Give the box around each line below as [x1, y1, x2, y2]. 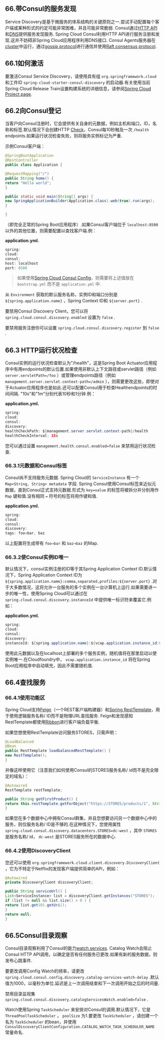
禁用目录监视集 [5, 991, 35, 997]
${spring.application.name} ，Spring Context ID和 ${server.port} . [5, 298, 142, 304]
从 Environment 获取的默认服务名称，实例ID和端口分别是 [5, 291, 118, 297]
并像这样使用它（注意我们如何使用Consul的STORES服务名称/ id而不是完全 [5, 767, 155, 773]
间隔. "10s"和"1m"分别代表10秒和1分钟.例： [9, 391, 96, 397]
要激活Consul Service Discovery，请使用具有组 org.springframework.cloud [5, 73, 157, 79]
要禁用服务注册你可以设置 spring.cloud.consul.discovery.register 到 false [5, 325, 160, 331]
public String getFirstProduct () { [5, 796, 78, 801]
